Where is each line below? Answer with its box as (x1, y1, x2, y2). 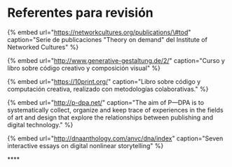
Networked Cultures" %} (7, 43, 79, 51)
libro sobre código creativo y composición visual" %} (7, 64, 161, 72)
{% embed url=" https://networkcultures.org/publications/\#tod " (7, 28, 191, 36)
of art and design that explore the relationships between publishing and (7, 113, 214, 122)
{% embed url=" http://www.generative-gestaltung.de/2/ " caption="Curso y (7, 56, 226, 64)
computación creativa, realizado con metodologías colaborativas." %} (7, 85, 209, 93)
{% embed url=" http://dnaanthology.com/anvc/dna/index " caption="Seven (7, 134, 224, 143)
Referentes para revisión (7, 5, 153, 21)
